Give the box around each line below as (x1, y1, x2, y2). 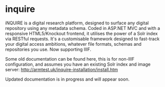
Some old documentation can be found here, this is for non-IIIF (5, 56, 135, 62)
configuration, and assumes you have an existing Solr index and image (5, 61, 151, 67)
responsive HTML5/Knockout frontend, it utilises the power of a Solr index (5, 30, 158, 36)
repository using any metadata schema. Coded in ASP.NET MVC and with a (5, 25, 160, 31)
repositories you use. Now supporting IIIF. (5, 46, 91, 52)
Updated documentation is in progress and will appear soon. (5, 76, 130, 82)
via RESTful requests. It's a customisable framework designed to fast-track (5, 36, 160, 42)
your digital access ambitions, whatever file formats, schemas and (5, 41, 141, 47)
